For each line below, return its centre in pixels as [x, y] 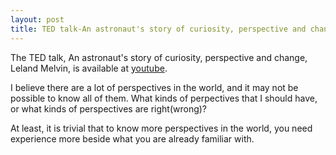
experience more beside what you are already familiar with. [132, 138]
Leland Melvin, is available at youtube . [89, 68]
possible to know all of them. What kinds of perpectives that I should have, [164, 98]
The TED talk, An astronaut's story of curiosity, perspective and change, [159, 57]
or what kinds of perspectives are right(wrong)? [109, 108]
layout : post [37, 19]
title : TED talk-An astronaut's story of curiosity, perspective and [158, 29]
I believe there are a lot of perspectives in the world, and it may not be [154, 87]
